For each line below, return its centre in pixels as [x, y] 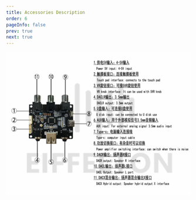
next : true [19, 37]
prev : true [19, 31]
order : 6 [17, 18]
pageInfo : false [26, 25]
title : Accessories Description [45, 12]
